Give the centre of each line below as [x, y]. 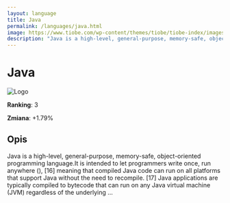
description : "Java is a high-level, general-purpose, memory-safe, [107, 39]
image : [16, 32]
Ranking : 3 [23, 105]
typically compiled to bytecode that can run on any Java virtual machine [109, 185]
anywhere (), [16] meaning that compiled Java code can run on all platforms [114, 170]
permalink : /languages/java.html [55, 26]
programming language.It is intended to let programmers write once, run [109, 163]
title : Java [24, 20]
